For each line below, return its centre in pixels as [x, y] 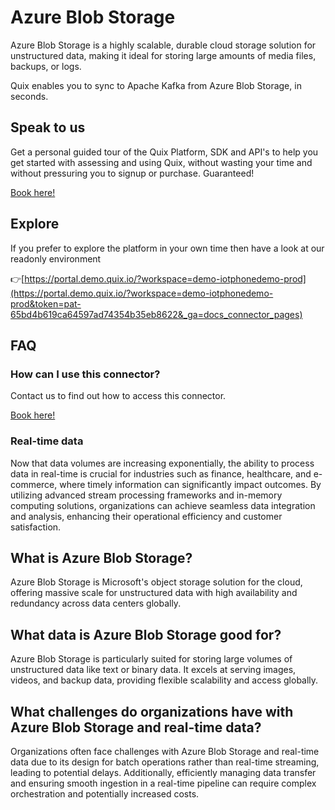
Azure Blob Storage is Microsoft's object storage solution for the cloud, [156, 582]
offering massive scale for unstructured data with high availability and [154, 593]
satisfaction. [36, 527]
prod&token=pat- [46, 303]
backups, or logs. [46, 66]
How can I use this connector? [85, 374]
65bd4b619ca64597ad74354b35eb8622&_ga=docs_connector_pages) [156, 314]
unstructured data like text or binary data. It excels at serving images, [153, 670]
